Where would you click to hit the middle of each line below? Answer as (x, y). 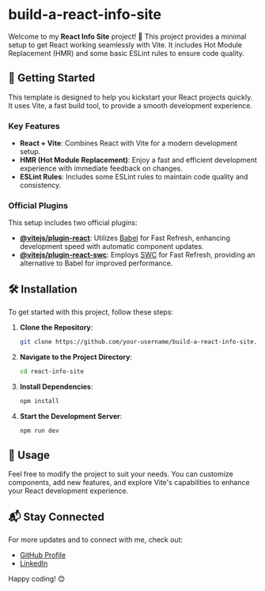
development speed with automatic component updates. (112, 247)
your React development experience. (68, 491)
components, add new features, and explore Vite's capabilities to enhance (129, 483)
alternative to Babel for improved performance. (96, 263)
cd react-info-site (52, 372)
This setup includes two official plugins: (73, 223)
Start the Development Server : (71, 416)
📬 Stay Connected (57, 516)
